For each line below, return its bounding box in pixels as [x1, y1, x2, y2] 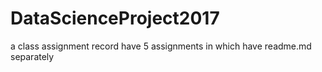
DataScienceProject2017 [10, 7, 220, 30]
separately [10, 50, 55, 62]
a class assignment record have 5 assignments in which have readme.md [10, 40, 312, 52]
